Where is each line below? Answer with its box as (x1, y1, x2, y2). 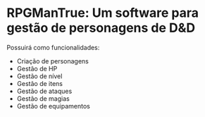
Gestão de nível (16, 72, 63, 80)
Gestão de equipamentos (16, 101, 91, 110)
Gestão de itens (16, 79, 63, 87)
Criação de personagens (16, 56, 89, 65)
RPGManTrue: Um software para (6, 5, 199, 21)
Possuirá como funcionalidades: (6, 43, 100, 51)
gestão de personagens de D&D (6, 20, 196, 36)
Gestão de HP (16, 64, 58, 73)
